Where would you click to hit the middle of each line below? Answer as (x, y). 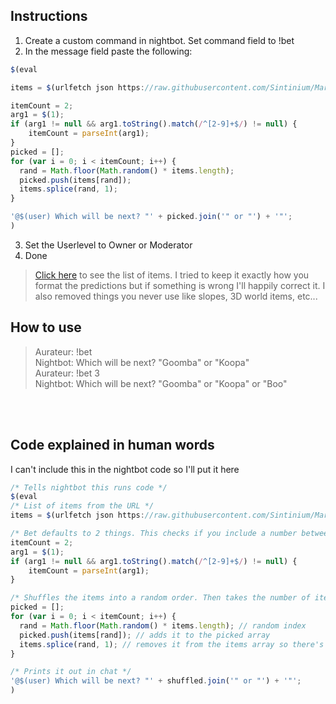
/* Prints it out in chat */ (71, 672)
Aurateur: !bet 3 (67, 373)
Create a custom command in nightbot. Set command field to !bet (159, 40)
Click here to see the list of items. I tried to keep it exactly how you (172, 275)
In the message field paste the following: (108, 51)
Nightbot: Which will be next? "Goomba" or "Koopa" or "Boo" (161, 383)
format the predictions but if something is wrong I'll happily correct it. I (180, 285)
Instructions (49, 16)
